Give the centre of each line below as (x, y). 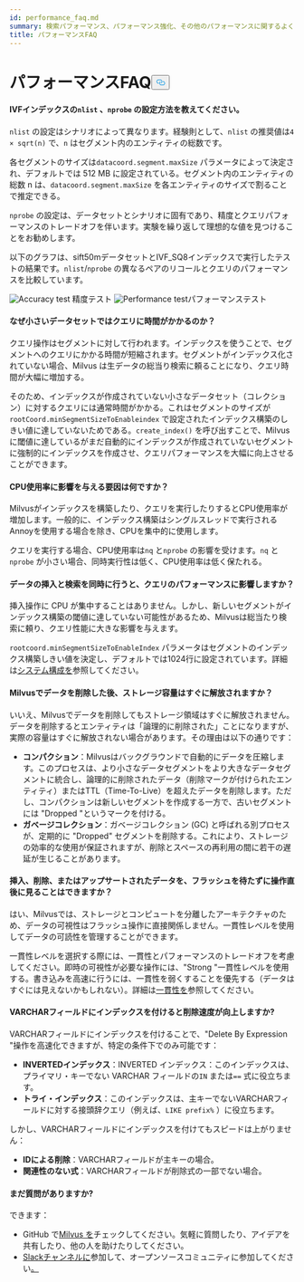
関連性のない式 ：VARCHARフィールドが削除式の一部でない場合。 (144, 1171)
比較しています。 (57, 279)
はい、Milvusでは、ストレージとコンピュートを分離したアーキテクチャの (144, 914)
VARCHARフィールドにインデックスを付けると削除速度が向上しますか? (142, 1012)
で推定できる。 (37, 196)
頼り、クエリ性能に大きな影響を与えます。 (104, 628)
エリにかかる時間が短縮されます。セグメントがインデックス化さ (175, 354)
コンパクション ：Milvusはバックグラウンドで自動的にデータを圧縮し (150, 756)
